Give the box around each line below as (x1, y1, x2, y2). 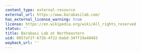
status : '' (5, 26, 28, 31)
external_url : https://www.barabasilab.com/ (5, 12, 100, 17)
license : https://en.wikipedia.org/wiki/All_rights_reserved (5, 21, 136, 27)
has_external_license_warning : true (5, 17, 82, 22)
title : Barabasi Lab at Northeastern (5, 31, 85, 36)
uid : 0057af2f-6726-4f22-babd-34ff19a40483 (5, 36, 98, 41)
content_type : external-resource (5, 7, 76, 13)
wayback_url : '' (5, 40, 39, 45)
